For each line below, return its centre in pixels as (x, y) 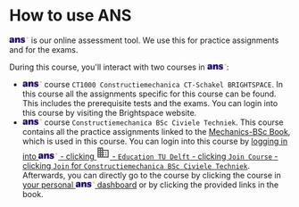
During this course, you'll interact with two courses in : (119, 67)
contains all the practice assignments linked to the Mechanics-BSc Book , (156, 131)
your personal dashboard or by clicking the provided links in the (150, 185)
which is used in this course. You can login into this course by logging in (155, 141)
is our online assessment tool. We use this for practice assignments (155, 40)
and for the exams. (44, 49)
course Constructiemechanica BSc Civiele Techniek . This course (164, 122)
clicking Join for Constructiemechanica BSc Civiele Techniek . (136, 165)
